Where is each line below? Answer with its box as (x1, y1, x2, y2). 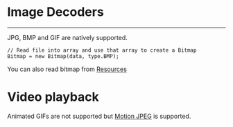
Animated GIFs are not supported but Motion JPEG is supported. (7, 112, 191, 120)
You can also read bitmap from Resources (7, 65, 127, 73)
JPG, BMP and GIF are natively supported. (7, 33, 128, 41)
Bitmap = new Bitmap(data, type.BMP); (7, 52, 119, 59)
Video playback (7, 89, 99, 105)
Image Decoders (7, 4, 104, 20)
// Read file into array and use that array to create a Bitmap (7, 46, 197, 54)
